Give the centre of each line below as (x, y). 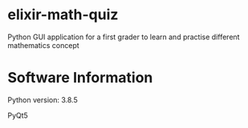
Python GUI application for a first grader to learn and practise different (124, 37)
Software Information (80, 78)
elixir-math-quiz (63, 15)
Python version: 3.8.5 (43, 100)
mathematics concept (43, 45)
